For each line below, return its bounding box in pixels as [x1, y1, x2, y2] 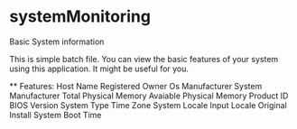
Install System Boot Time [9, 109, 102, 120]
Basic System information [9, 36, 105, 47]
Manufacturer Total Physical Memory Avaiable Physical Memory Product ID [9, 90, 289, 101]
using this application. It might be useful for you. [9, 63, 190, 74]
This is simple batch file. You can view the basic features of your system [9, 53, 279, 64]
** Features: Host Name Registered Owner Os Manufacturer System [9, 80, 263, 91]
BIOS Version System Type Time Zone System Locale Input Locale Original [9, 99, 287, 110]
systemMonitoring [9, 6, 152, 27]
